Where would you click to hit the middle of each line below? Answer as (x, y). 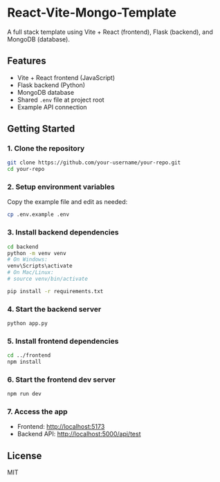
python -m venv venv (37, 253)
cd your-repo (26, 169)
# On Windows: (28, 260)
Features (27, 61)
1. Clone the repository (46, 149)
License (25, 455)
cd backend (23, 247)
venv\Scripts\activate (40, 266)
